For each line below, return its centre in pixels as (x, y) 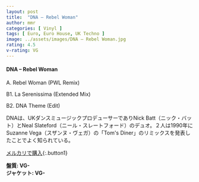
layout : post (22, 12)
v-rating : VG (22, 51)
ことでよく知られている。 (42, 140)
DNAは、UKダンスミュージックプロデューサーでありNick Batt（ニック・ (94, 118)
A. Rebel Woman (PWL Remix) (43, 82)
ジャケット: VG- (26, 172)
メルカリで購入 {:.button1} (37, 153)
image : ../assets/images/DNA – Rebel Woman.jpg (66, 39)
